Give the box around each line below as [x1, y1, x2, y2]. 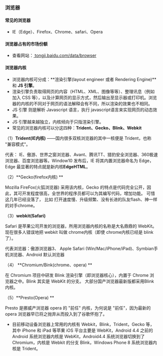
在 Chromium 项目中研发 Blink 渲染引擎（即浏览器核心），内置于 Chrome [5, 272, 149, 278]
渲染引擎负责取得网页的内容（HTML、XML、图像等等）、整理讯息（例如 [12, 88, 155, 94]
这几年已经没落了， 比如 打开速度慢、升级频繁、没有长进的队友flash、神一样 [5, 196, 158, 202]
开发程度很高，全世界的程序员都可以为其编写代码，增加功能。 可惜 [21, 190, 155, 196]
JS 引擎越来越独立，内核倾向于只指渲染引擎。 [12, 119, 104, 125]
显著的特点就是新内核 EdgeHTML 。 [20, 163, 91, 169]
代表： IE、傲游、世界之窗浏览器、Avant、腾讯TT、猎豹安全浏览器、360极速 [5, 151, 158, 157]
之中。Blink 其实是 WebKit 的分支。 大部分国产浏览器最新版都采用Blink [13, 278, 154, 284]
